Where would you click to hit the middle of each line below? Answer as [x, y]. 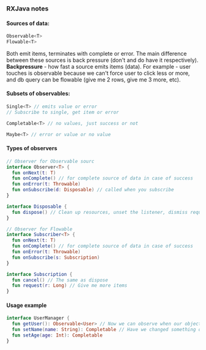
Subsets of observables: [38, 94]
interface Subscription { [39, 274]
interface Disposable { [37, 207]
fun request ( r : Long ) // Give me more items [70, 286]
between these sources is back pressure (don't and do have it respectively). [102, 60]
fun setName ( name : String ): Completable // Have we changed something [104, 330]
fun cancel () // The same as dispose [60, 280]
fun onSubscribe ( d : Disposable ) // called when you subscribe [93, 190]
